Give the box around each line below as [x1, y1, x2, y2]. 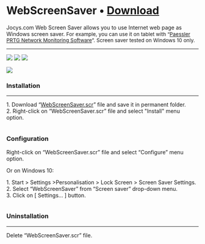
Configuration [6, 135, 49, 143]
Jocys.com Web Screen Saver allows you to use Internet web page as [6, 24, 182, 31]
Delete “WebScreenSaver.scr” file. [6, 231, 93, 239]
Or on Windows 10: [6, 167, 54, 174]
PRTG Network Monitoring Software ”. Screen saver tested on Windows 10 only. [6, 37, 195, 43]
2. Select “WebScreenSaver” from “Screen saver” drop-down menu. [6, 185, 178, 192]
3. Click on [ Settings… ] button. [6, 192, 87, 199]
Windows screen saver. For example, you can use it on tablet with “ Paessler [6, 30, 190, 37]
